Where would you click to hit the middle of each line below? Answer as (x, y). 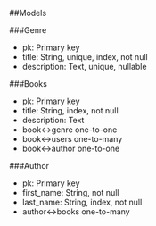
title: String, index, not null (70, 110)
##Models (28, 13)
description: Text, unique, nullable (84, 67)
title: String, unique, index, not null (85, 57)
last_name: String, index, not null (82, 202)
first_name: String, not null (70, 193)
